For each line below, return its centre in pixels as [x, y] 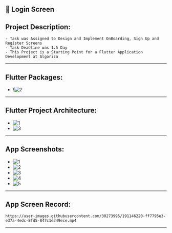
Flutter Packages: [34, 77]
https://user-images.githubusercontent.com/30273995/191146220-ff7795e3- [86, 216]
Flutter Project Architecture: [51, 111]
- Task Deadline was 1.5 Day [36, 48]
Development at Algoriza [32, 57]
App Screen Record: [38, 205]
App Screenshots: [35, 149]
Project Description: [38, 27]
